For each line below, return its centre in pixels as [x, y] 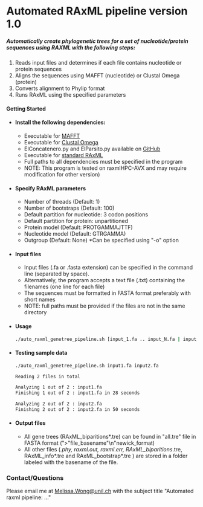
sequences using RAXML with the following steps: [71, 47]
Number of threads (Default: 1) [62, 202]
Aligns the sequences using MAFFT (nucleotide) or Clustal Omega [97, 76]
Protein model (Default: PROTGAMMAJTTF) [78, 227]
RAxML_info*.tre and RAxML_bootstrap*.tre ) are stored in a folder [106, 456]
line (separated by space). [56, 274]
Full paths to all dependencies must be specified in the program [103, 161]
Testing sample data [41, 353]
